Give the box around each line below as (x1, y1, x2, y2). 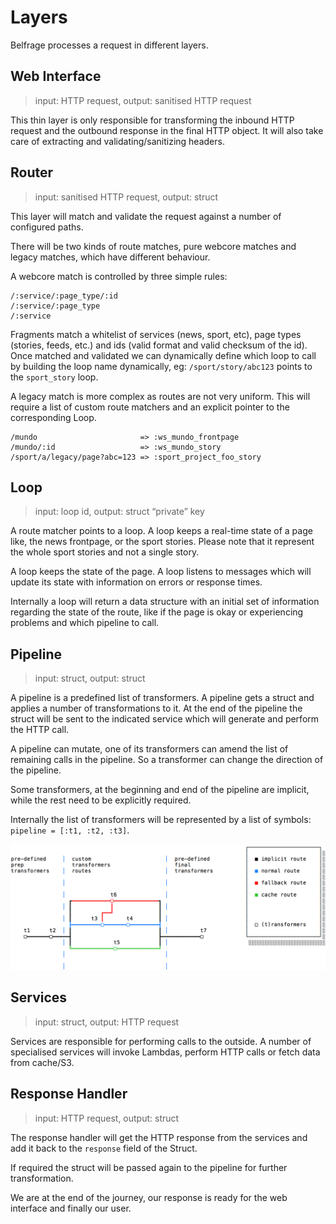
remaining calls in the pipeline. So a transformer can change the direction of (10, 754, 324, 766)
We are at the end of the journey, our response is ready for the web (10, 1191, 288, 1203)
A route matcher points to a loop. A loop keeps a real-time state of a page (10, 525, 313, 537)
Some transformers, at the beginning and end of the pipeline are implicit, (10, 784, 310, 796)
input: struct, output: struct (34, 672, 146, 685)
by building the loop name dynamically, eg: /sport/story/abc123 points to (10, 360, 313, 372)
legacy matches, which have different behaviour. (10, 251, 211, 263)
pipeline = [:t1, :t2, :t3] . (10, 824, 130, 836)
